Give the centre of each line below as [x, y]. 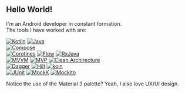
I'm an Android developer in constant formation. [64, 23]
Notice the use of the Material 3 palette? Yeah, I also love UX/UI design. [92, 84]
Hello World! [29, 10]
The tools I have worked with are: [46, 30]
